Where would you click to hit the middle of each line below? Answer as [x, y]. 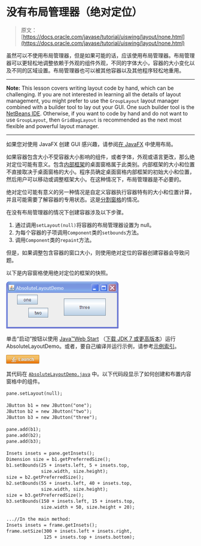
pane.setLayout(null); [34, 393]
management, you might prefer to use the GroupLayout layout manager [93, 101]
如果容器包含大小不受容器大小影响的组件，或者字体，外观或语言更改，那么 [98, 157]
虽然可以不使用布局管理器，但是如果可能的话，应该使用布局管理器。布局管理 [100, 55]
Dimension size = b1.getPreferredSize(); [59, 459]
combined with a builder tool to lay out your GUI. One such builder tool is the [100, 107]
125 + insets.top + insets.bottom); [89, 537]
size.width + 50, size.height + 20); [88, 507]
